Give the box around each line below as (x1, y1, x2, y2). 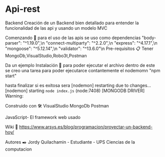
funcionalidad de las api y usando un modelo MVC (5, 25, 108, 31)
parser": (5, 40, 22, 46)
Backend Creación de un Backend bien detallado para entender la (5, 20, 139, 26)
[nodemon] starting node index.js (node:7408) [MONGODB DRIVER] (5, 88, 145, 94)
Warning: (5, 93, 24, 99)
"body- (141, 35, 157, 41)
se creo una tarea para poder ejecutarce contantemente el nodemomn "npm (5, 67, 161, 73)
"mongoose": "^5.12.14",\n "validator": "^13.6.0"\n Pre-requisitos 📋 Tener (5, 46, 154, 52)
